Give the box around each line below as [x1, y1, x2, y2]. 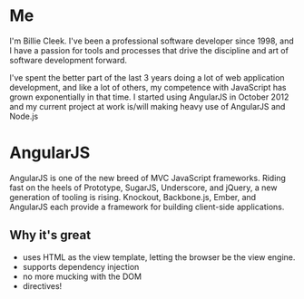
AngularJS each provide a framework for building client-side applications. [9, 201, 285, 212]
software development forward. [9, 54, 128, 65]
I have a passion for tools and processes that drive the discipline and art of [9, 44, 289, 55]
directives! [22, 280, 63, 291]
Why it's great [9, 227, 92, 243]
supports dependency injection [22, 261, 140, 272]
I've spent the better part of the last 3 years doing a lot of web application [9, 72, 285, 82]
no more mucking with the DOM [22, 271, 142, 282]
